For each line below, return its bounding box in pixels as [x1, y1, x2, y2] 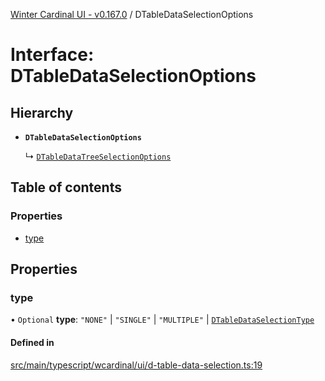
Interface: [10, 44, 95, 66]
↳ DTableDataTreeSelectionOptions [24, 150, 172, 162]
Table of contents [10, 179, 122, 196]
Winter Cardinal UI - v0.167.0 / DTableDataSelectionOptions [10, 9, 254, 20]
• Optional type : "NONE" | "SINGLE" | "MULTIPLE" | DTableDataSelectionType [10, 314, 315, 326]
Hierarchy [10, 104, 74, 121]
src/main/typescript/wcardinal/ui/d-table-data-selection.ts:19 [10, 359, 263, 371]
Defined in [10, 336, 55, 348]
